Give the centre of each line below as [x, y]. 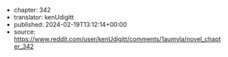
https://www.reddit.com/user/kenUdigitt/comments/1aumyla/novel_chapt [117, 39]
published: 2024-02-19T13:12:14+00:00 [70, 24]
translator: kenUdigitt [44, 17]
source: [25, 32]
